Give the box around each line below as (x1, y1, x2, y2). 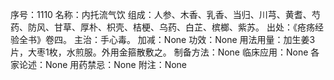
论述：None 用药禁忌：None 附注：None (18, 59, 188, 70)
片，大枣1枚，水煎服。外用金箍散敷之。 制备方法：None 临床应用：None (10, 46, 309, 58)
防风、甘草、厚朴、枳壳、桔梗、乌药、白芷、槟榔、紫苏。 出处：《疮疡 (27, 21, 315, 33)
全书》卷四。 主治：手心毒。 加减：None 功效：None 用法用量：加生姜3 (18, 34, 316, 45)
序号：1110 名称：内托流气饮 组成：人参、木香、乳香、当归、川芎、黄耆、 (10, 9, 312, 20)
